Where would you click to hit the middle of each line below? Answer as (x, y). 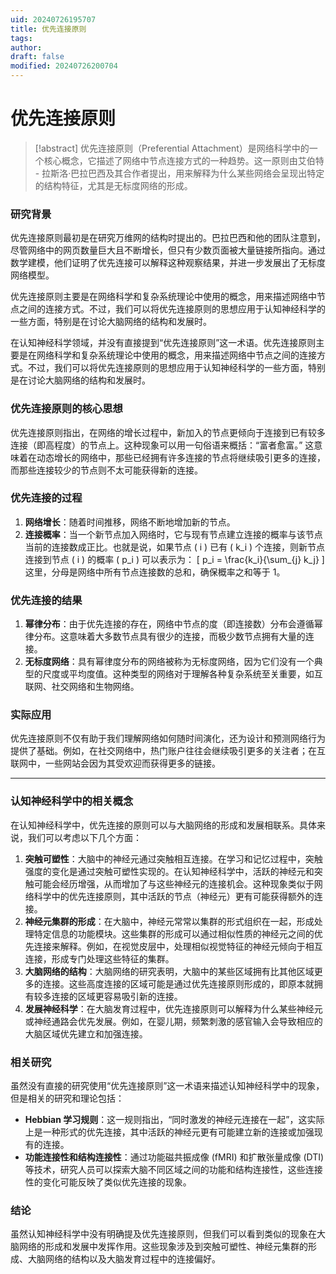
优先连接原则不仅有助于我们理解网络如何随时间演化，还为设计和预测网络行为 (168, 738)
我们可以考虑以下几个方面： (84, 837)
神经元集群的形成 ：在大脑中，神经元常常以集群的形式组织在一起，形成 (169, 921)
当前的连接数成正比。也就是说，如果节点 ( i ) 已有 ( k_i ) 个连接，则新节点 (175, 547)
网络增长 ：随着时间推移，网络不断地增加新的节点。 (130, 522)
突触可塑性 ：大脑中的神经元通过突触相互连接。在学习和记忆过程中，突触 (173, 858)
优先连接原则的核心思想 (66, 409)
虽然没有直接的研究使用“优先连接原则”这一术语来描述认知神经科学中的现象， (167, 1086)
